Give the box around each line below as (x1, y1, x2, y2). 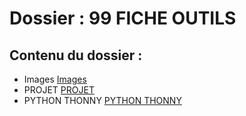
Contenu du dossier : (9, 47, 143, 64)
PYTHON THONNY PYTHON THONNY (23, 95, 182, 106)
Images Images (23, 73, 87, 85)
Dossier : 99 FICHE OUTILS (9, 7, 237, 30)
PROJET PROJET (23, 84, 95, 96)
